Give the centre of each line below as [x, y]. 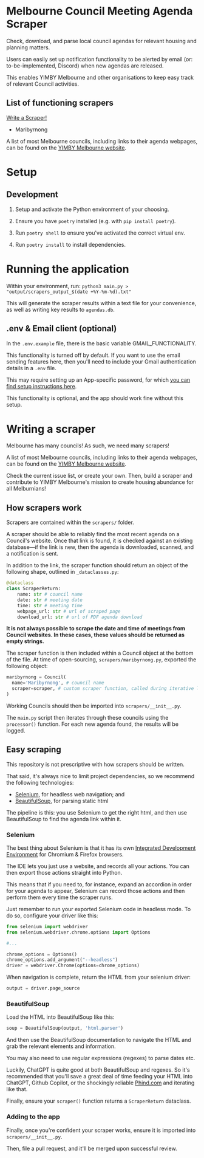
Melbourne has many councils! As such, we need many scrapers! [88, 446]
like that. [17, 1089]
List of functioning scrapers [60, 103]
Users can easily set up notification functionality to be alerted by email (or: [100, 59]
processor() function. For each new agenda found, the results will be [93, 724]
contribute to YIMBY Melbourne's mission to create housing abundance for [100, 482]
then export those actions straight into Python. [64, 872]
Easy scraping [34, 750]
